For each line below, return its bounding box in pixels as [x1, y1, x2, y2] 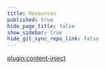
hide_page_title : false [7, 23, 75, 29]
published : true [7, 16, 53, 23]
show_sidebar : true [7, 29, 63, 36]
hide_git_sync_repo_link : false [7, 36, 99, 42]
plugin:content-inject [7, 54, 66, 62]
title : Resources [7, 10, 57, 17]
